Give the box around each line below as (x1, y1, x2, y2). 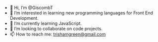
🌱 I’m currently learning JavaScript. (9, 20, 82, 26)
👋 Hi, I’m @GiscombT (9, 5, 53, 10)
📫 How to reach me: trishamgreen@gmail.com (9, 31, 106, 37)
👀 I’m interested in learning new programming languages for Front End (9, 10, 154, 16)
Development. (9, 15, 39, 21)
